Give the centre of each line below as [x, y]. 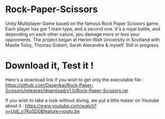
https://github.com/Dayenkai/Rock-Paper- [50, 85]
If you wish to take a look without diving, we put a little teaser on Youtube [82, 100]
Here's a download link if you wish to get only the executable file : [75, 79]
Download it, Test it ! [50, 66]
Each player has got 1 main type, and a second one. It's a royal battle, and [83, 28]
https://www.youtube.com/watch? [61, 106]
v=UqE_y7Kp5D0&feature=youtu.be [43, 111]
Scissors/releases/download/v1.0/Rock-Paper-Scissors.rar [67, 91]
